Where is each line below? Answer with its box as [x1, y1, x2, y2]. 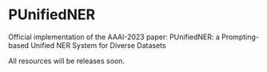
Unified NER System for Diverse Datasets [30, 40, 166, 50]
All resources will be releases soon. [8, 56, 126, 66]
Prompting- [221, 32, 260, 42]
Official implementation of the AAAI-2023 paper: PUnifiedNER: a [8, 32, 220, 42]
